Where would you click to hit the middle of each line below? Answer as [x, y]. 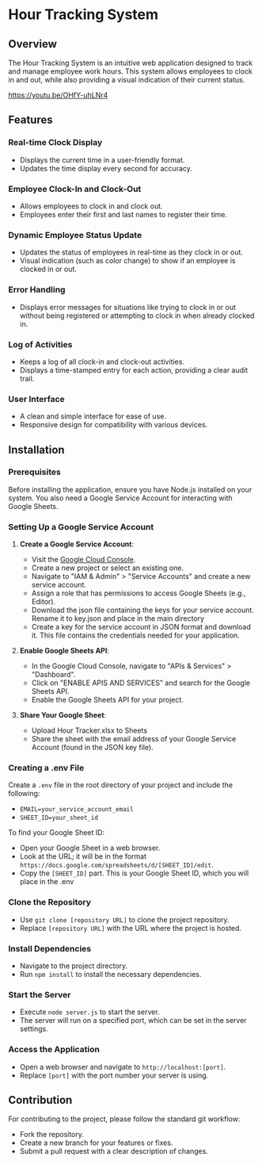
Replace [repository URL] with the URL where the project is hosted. [131, 928]
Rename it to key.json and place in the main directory [118, 618]
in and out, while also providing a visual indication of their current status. [127, 80]
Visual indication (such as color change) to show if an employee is [127, 261]
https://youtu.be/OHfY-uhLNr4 [58, 95]
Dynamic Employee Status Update [75, 235]
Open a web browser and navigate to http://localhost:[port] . [123, 1066]
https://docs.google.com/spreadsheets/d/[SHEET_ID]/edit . [116, 865]
